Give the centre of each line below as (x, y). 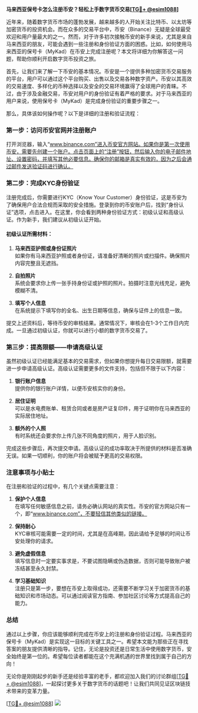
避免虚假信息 (30, 554)
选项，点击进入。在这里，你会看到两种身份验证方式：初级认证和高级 (96, 212)
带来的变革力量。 (32, 691)
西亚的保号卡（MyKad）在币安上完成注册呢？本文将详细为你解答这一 (95, 51)
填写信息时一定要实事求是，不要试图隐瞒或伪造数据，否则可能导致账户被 (102, 561)
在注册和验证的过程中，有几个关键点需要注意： (63, 487)
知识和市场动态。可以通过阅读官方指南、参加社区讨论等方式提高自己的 (105, 596)
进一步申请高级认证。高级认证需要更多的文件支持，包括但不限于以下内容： (96, 368)
